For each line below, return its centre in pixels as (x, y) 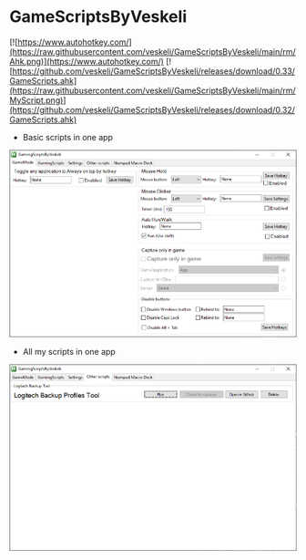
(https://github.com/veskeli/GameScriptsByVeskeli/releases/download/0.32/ (153, 109)
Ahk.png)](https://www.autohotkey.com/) (87, 61)
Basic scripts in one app (68, 137)
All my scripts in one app (69, 351)
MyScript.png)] (38, 100)
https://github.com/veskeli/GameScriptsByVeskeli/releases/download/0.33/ (154, 71)
